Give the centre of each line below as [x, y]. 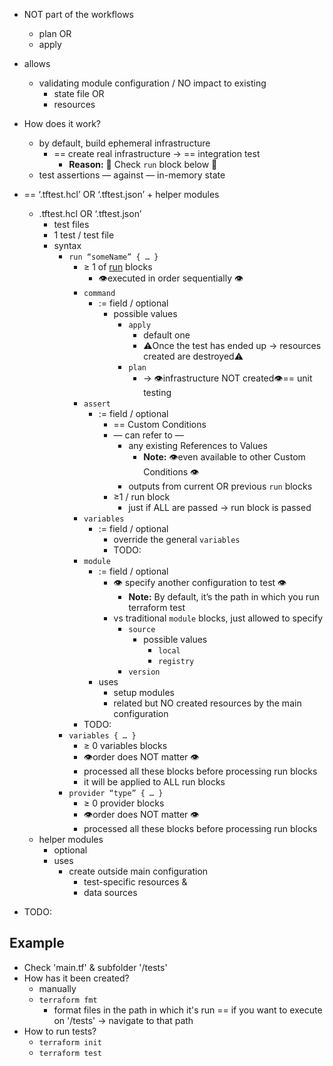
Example [37, 943]
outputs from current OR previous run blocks [220, 486]
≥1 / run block [142, 497]
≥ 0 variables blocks [125, 745]
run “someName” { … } [113, 257]
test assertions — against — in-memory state [132, 175]
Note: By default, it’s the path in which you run [224, 597]
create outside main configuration [138, 871]
